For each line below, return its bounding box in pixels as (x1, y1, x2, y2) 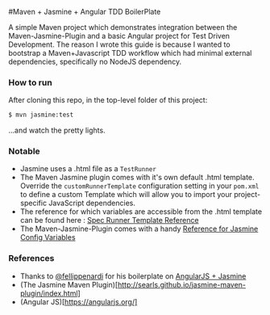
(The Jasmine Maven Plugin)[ (19, 279, 118, 289)
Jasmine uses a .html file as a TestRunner (19, 164, 157, 174)
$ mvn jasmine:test (8, 111, 74, 120)
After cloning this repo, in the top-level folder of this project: (8, 95, 208, 105)
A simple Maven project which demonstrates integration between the (8, 23, 238, 31)
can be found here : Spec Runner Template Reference (19, 216, 199, 225)
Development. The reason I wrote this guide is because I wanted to (8, 40, 231, 49)
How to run (8, 77, 52, 88)
